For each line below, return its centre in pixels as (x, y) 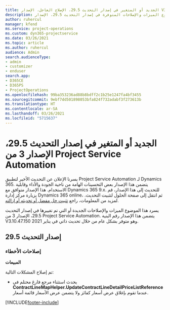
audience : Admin (22, 52)
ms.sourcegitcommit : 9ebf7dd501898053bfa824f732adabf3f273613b (73, 99)
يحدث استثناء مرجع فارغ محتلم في (45, 282)
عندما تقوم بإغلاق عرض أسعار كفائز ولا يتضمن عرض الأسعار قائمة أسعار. (80, 293)
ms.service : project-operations (39, 29)
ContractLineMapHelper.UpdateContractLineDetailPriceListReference (88, 287)
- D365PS (14, 85)
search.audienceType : (28, 57)
